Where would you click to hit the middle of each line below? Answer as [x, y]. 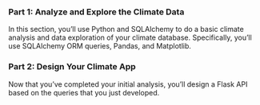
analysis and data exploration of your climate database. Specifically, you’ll [130, 37]
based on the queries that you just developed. [84, 92]
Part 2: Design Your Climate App [72, 67]
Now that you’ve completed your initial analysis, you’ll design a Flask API [128, 84]
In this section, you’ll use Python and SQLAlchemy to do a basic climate [126, 29]
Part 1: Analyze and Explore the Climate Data [96, 12]
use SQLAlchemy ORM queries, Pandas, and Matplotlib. [100, 46]
